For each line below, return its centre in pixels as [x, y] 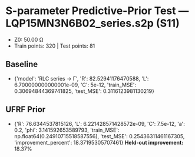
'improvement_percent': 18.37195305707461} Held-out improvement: [99, 142]
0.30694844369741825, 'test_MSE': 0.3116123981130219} [84, 91]
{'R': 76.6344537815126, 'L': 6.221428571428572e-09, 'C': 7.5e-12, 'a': [99, 123]
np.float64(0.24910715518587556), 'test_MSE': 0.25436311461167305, [99, 136]
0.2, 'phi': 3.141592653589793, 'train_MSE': [67, 130]
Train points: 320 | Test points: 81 [54, 46]
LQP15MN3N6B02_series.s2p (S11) [93, 23]
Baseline [22, 64]
